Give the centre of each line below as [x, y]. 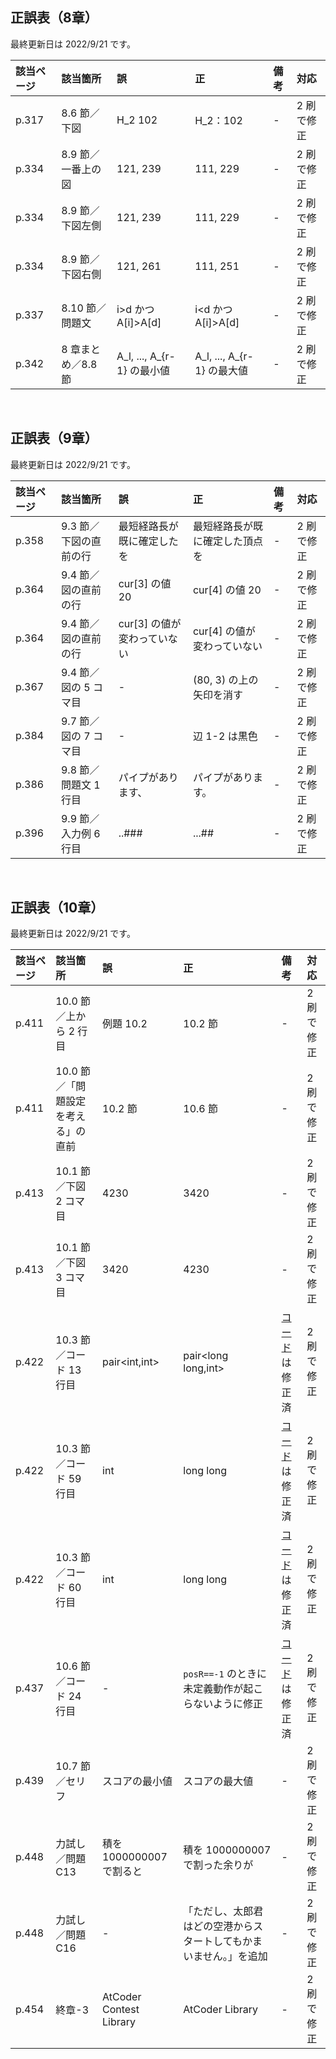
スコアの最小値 [137, 1781]
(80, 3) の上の [225, 680]
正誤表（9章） [54, 438]
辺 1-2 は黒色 [225, 736]
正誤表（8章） [54, 18]
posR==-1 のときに [225, 1674]
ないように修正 [228, 1704]
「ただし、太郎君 [223, 1911]
